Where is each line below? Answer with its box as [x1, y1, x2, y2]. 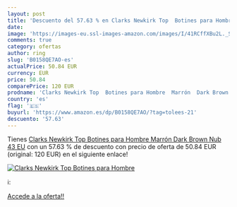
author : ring [7, 50, 46, 57]
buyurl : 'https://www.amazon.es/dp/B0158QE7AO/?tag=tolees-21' [7, 109, 197, 116]
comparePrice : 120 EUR [7, 83, 74, 90]
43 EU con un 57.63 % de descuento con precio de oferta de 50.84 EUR [7, 142, 217, 150]
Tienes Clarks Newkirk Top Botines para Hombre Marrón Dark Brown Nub [7, 135, 222, 143]
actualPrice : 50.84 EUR [7, 63, 78, 70]
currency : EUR [7, 69, 49, 76]
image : [7, 30, 27, 37]
